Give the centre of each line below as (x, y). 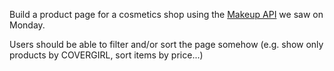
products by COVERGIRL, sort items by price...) (106, 55)
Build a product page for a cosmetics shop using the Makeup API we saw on (166, 14)
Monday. (27, 25)
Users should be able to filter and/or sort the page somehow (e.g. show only (166, 44)
